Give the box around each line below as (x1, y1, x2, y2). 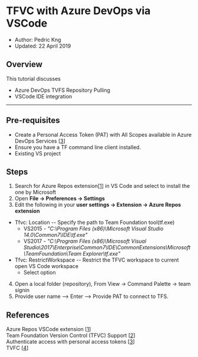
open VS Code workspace (14, 263, 78, 270)
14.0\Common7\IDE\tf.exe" (23, 232, 88, 239)
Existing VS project (14, 150, 61, 157)
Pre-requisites (6, 115, 60, 125)
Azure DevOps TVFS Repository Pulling (14, 87, 111, 94)
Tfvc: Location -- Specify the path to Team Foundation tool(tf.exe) (14, 219, 175, 226)
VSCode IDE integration (14, 92, 72, 100)
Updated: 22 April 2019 (14, 42, 71, 49)
